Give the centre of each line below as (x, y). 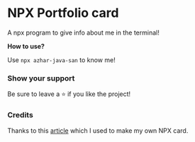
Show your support (41, 78)
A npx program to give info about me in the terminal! (83, 32)
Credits (20, 115)
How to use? (26, 46)
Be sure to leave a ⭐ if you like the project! (69, 94)
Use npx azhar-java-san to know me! (61, 60)
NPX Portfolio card (63, 13)
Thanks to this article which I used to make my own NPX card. (98, 130)
